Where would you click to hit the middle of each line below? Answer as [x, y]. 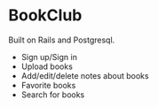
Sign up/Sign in [49, 57]
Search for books [53, 95]
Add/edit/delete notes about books [85, 75]
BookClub [45, 15]
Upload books [47, 66]
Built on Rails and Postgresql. [62, 40]
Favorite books [48, 85]
